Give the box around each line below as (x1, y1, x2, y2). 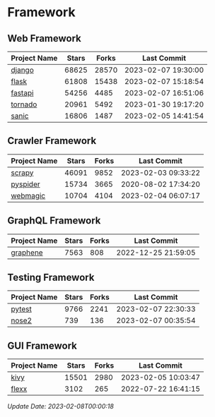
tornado (11, 99, 37, 109)
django (11, 65, 34, 75)
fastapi (11, 88, 34, 97)
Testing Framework (7, 272, 95, 284)
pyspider (11, 179, 40, 189)
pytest (11, 304, 32, 314)
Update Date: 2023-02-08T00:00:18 (7, 402, 115, 411)
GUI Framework (7, 339, 78, 351)
